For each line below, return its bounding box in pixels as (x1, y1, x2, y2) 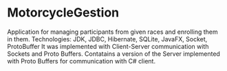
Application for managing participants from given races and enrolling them (7, 28, 218, 36)
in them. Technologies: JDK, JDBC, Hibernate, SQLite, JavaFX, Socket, (7, 34, 208, 43)
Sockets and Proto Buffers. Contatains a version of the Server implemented (7, 50, 220, 58)
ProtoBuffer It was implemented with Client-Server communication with (7, 42, 209, 50)
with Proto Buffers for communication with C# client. (7, 57, 156, 65)
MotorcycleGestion (7, 5, 120, 21)
